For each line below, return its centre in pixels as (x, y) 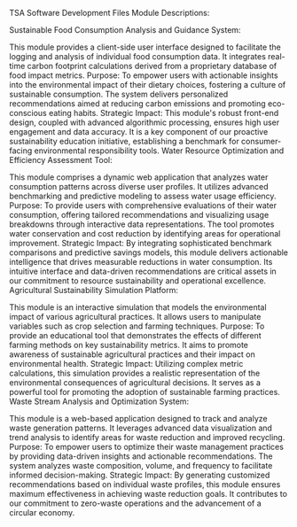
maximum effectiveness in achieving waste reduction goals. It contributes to (148, 494)
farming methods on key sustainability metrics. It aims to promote (129, 345)
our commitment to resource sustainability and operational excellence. (138, 281)
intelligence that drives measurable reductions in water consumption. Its (141, 262)
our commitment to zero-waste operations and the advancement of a (135, 503)
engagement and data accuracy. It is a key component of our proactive (139, 132)
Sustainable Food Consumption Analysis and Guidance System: (125, 30)
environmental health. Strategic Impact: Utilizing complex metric (126, 364)
